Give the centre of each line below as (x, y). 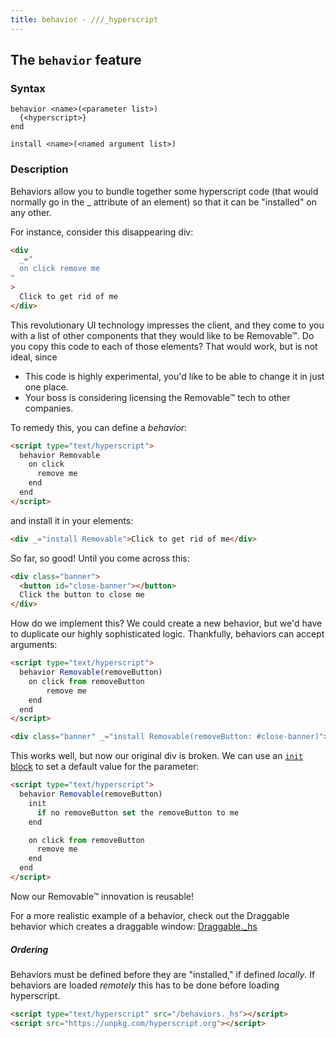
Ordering (29, 949)
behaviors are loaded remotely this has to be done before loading (145, 985)
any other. (31, 212)
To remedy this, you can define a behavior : (99, 427)
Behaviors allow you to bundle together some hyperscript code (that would (164, 191)
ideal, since (34, 357)
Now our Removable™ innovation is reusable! (102, 896)
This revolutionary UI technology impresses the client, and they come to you (167, 325)
